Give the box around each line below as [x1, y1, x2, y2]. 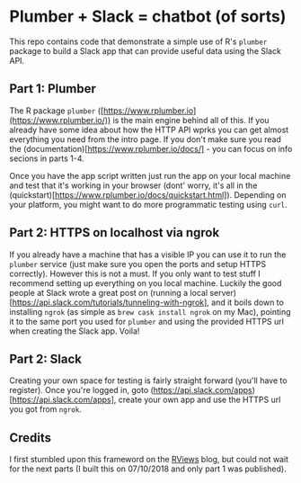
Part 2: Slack [9, 351, 83, 366]
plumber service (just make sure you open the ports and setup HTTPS [9, 258, 267, 269]
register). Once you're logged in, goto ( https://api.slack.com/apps [9, 385, 253, 396]
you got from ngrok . [9, 404, 83, 415]
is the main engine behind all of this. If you [112, 114, 270, 125]
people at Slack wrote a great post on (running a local [9, 287, 208, 298]
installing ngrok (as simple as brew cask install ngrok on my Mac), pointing [9, 306, 291, 317]
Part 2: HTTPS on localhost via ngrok [9, 225, 220, 240]
